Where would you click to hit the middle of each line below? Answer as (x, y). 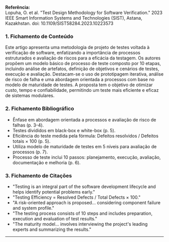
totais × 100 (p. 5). (31, 141)
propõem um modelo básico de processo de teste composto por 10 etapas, (83, 64)
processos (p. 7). (30, 152)
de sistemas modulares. (30, 96)
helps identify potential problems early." (54, 192)
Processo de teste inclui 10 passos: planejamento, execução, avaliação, (87, 157)
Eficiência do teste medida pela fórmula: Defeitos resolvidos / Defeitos (85, 136)
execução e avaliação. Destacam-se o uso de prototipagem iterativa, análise (84, 74)
